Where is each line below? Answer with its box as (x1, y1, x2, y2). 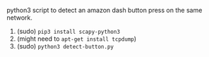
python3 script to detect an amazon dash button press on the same (6, 6, 203, 14)
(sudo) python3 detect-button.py (16, 42, 114, 50)
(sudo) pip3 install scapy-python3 (16, 27, 121, 35)
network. (6, 13, 33, 22)
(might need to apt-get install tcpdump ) (16, 34, 137, 43)
